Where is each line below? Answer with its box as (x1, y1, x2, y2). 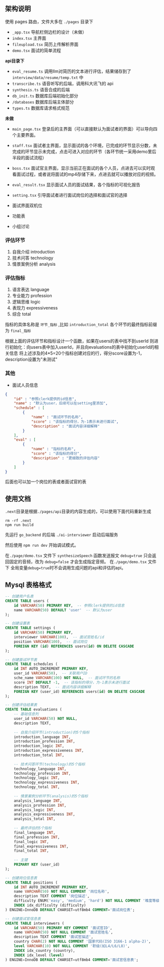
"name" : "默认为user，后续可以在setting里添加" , (14, 401, 108, 406)
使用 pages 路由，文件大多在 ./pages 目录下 (5, 19, 94, 25)
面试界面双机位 (12, 203, 42, 208)
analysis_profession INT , (14, 803, 67, 808)
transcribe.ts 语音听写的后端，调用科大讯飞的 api (12, 80, 114, 86)
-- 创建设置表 (5, 621, 30, 626)
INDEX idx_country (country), (14, 948, 76, 953)
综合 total (12, 311, 31, 317)
